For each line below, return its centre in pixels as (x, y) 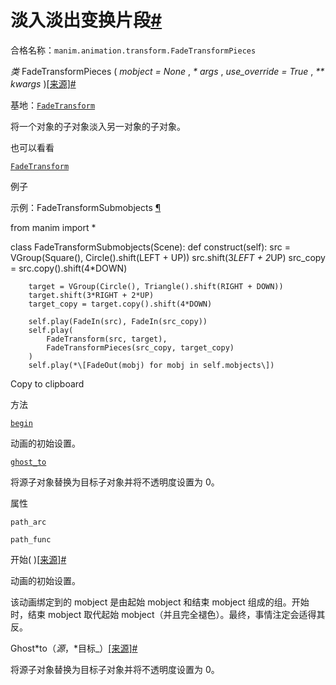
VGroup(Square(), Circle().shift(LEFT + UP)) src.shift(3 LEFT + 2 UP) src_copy (168, 257)
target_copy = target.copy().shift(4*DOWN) (120, 304)
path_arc (28, 522)
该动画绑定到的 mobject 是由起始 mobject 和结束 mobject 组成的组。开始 (160, 602)
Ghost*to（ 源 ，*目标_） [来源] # (74, 648)
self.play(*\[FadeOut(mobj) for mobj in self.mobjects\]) (151, 365)
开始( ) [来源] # (38, 559)
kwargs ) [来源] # (43, 83)
